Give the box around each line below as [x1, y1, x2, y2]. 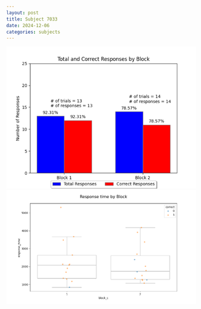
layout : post [6, 10, 39, 16]
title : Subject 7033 [6, 16, 58, 22]
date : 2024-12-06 [6, 22, 50, 28]
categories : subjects [6, 29, 61, 35]
